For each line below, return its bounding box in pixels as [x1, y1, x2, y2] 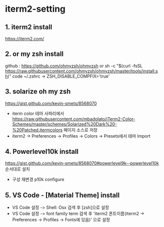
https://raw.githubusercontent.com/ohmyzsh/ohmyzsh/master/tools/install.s [5, 68, 158, 74]
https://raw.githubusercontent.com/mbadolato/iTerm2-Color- [12, 116, 136, 122]
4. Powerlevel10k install [5, 147, 79, 156]
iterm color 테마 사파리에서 [12, 110, 64, 116]
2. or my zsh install [5, 50, 64, 58]
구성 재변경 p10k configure [12, 177, 64, 183]
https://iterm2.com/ [5, 36, 44, 41]
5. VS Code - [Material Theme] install [5, 191, 120, 199]
